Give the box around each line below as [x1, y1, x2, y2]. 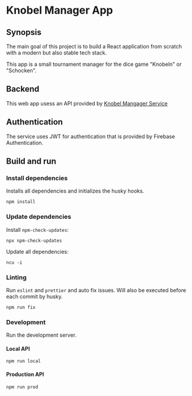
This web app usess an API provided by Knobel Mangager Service [6, 100, 168, 107]
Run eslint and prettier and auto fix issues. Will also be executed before [6, 286, 187, 293]
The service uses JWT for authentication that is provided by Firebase [6, 133, 175, 140]
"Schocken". [6, 67, 37, 74]
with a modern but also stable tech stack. [6, 49, 107, 56]
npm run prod [6, 384, 39, 390]
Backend [6, 84, 40, 94]
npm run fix [6, 304, 36, 310]
